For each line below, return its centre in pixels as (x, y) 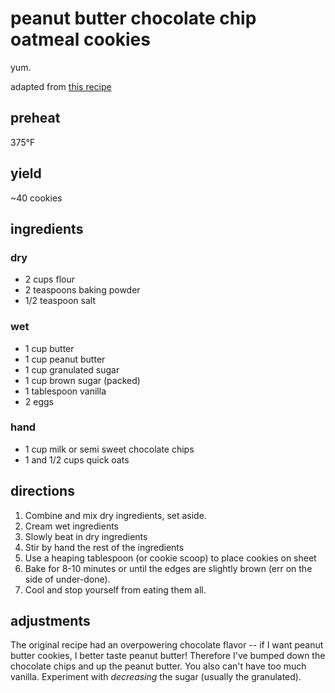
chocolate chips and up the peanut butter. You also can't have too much (158, 666)
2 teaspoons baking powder (82, 290)
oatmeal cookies (80, 39)
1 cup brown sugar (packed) (82, 380)
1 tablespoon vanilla (65, 391)
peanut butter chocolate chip (133, 18)
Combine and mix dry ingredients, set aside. (115, 515)
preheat (35, 118)
